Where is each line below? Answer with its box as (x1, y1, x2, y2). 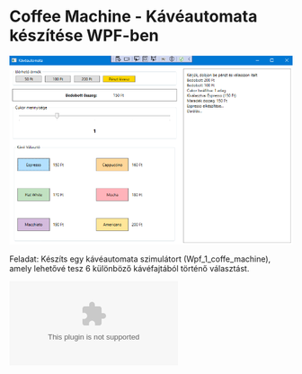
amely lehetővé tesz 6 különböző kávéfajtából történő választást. (9, 263, 250, 274)
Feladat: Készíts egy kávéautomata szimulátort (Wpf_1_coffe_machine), (9, 254, 271, 264)
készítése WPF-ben (9, 25, 159, 46)
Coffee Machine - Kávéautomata (9, 6, 258, 27)
